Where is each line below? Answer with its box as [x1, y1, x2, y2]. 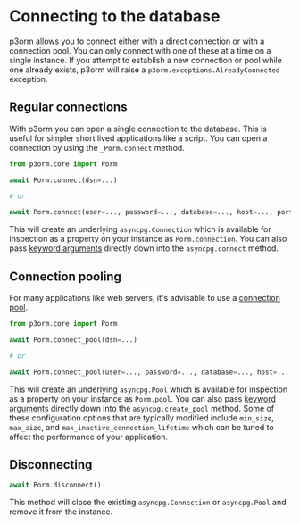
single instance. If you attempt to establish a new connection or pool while [9, 54, 283, 65]
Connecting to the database [9, 6, 221, 27]
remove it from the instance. [9, 506, 113, 517]
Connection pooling [9, 269, 122, 284]
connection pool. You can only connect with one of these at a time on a [9, 45, 271, 55]
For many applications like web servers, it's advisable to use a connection [9, 293, 281, 304]
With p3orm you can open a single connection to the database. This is [9, 123, 268, 134]
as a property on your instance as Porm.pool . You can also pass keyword [9, 393, 277, 403]
